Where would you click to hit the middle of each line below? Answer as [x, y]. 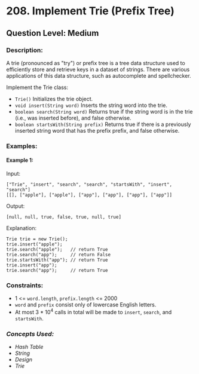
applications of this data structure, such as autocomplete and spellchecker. [99, 75]
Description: [25, 50]
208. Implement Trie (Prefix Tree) [90, 11]
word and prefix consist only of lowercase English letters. [85, 305]
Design [24, 360]
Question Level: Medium [53, 33]
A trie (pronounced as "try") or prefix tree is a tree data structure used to [96, 63]
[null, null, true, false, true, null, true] [64, 217]
